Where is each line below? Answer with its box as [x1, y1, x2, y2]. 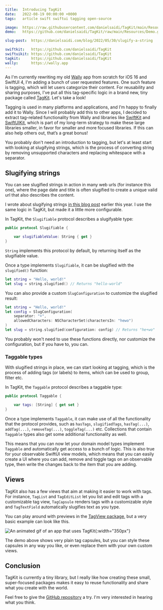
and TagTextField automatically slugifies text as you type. [5, 504, 120, 510]
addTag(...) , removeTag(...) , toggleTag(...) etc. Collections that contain [5, 426, 152, 432]
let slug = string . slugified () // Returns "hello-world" [5, 281, 123, 286]
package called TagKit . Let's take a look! [5, 94, 86, 100]
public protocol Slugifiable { [5, 226, 68, 231]
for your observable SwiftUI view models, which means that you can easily [5, 451, 154, 457]
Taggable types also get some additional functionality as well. [5, 431, 127, 437]
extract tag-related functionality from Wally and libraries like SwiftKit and [5, 114, 150, 120]
